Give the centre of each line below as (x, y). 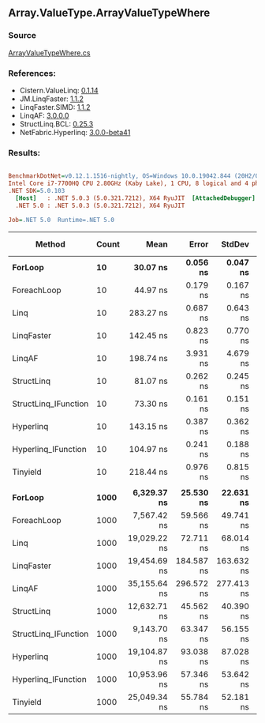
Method (50, 244)
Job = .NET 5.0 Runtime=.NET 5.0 (61, 220)
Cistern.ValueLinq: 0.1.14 (59, 90)
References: (32, 73)
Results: (24, 153)
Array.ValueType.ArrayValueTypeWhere (109, 13)
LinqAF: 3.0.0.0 (44, 115)
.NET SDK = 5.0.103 (37, 191)
